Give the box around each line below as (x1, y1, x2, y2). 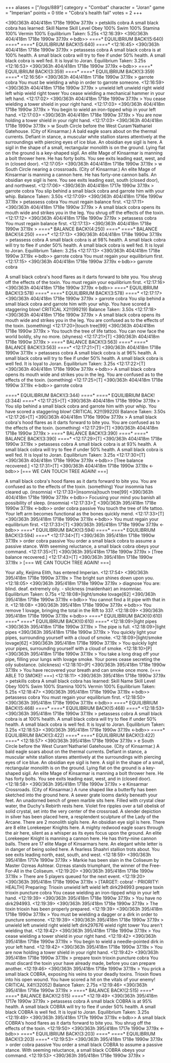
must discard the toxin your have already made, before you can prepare (5, 960, 156, 966)
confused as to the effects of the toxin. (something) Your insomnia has (5, 484, 153, 489)
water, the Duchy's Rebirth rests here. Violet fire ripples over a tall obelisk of (5, 803, 165, 809)
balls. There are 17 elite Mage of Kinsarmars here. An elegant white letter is (5, 841, 163, 847)
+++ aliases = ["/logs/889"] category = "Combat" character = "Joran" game (5, 5, 165, 10)
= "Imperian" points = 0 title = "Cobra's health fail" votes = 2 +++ (5, 10, 142, 16)
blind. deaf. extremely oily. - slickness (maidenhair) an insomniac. (5, 586, 143, 592)
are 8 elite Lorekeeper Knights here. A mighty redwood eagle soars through (5, 824, 164, 831)
